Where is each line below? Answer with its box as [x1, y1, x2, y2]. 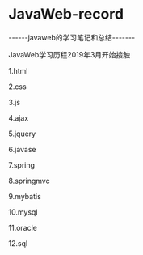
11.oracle [8, 223, 38, 232]
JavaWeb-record [8, 5, 124, 23]
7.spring [8, 159, 35, 170]
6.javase [8, 144, 36, 154]
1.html [8, 66, 28, 75]
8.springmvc [8, 176, 50, 185]
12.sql [8, 238, 28, 248]
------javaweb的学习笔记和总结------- [8, 32, 136, 42]
